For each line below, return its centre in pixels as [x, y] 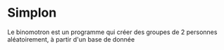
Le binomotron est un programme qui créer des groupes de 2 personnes [112, 32]
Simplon [32, 13]
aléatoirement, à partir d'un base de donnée [71, 39]
